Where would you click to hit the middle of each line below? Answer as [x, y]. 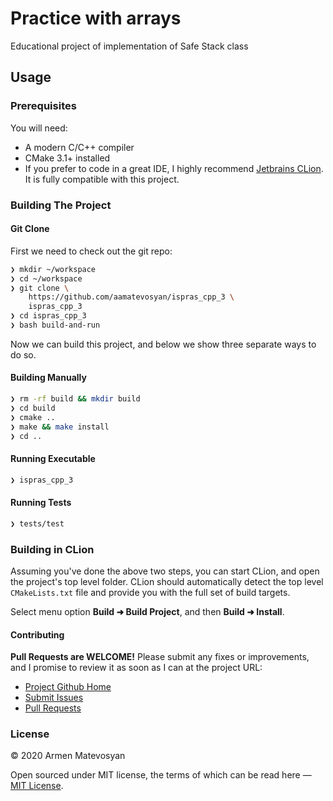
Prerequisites [43, 106]
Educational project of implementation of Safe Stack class [129, 46]
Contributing [37, 634]
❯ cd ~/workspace [46, 278]
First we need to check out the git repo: [91, 251]
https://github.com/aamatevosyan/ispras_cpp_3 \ [131, 297]
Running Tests [41, 503]
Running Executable [53, 459]
